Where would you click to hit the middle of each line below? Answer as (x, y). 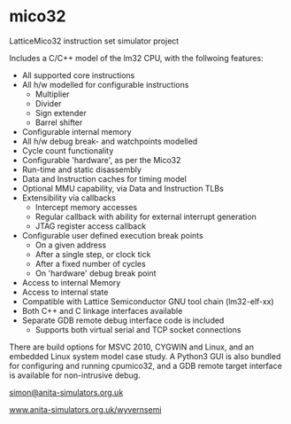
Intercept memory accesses (86, 207)
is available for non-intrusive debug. (75, 375)
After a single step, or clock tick (93, 254)
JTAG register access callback (91, 226)
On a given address (71, 245)
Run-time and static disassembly (81, 169)
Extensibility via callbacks (69, 198)
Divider (48, 103)
